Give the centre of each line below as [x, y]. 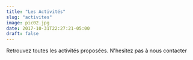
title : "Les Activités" [36, 12]
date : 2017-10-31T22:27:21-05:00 [48, 28]
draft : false [23, 34]
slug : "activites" [29, 17]
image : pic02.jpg [28, 23]
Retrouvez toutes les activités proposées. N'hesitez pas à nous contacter [97, 50]
